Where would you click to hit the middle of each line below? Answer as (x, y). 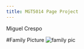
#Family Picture (25, 40)
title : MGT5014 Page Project (42, 12)
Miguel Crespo (24, 28)
